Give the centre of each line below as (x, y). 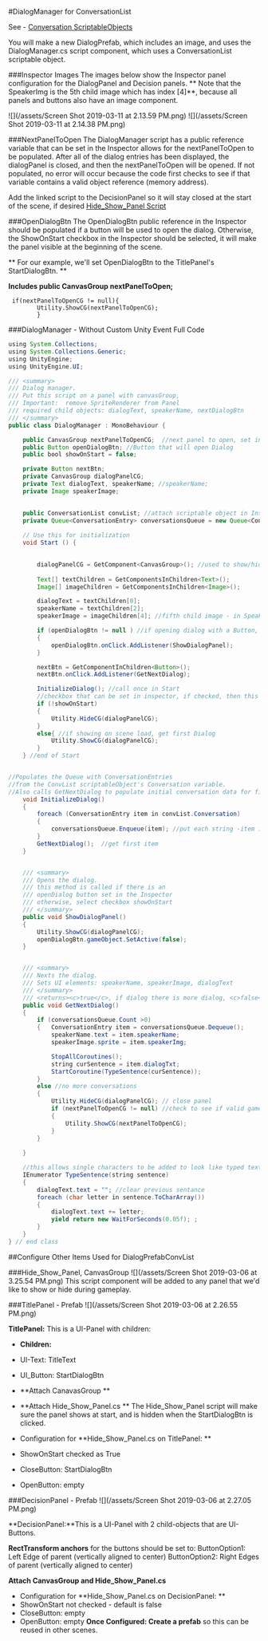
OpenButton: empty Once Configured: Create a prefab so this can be (134, 1621)
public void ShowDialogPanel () (75, 917)
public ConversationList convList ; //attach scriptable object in (135, 513)
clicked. (33, 1422)
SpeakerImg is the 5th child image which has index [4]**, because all (123, 92)
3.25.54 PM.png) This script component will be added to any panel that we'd (134, 1280)
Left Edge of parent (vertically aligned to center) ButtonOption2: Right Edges (134, 1556)
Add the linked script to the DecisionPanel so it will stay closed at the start (130, 197)
